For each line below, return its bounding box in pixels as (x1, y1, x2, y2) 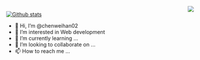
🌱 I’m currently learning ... (14, 35, 79, 42)
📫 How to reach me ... (14, 48, 70, 55)
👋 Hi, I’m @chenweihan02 (14, 22, 79, 29)
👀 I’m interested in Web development (14, 29, 105, 35)
